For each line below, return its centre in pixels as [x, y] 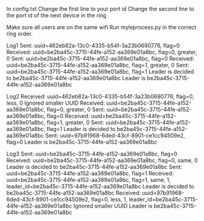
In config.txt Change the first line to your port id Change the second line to [100, 9]
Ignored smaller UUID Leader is [113, 206]
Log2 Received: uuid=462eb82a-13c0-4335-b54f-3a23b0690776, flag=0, [100, 96]
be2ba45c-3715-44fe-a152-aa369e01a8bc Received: [74, 193]
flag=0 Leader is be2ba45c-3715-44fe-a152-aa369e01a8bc [82, 142]
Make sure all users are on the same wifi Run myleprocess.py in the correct [101, 27]
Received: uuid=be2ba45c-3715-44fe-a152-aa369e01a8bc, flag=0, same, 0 [102, 160]
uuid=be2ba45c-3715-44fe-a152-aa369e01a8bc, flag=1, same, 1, [89, 180]
